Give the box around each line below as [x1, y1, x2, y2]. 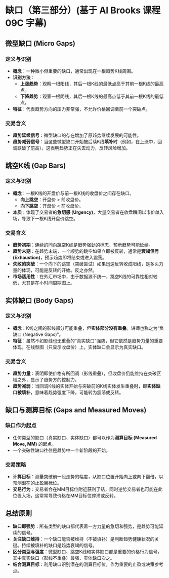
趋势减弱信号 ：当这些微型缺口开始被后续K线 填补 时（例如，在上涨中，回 [12, 139, 162, 145]
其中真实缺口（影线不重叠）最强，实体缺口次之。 [12, 555, 115, 561]
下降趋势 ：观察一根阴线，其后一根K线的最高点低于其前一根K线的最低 [20, 93, 164, 99]
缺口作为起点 [5, 422, 37, 429]
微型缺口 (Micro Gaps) [5, 39, 76, 48]
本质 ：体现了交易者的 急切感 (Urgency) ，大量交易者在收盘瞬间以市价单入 [12, 209, 164, 215]
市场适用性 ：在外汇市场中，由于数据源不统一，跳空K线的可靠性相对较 [12, 274, 158, 280]
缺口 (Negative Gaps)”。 [12, 331, 64, 337]
